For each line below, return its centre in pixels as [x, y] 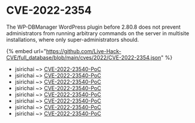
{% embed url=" [26, 51]
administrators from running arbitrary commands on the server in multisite [98, 33]
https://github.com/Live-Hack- [84, 51]
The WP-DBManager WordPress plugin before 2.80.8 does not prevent [94, 27]
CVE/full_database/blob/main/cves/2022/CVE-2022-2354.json [84, 57]
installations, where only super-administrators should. [73, 39]
